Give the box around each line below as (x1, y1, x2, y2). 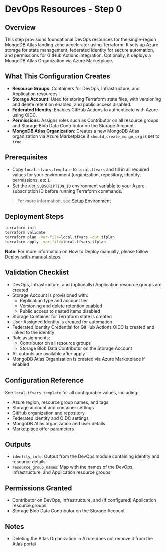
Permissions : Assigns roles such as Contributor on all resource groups (12, 117, 159, 123)
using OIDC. (12, 112, 37, 118)
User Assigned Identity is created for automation (12, 319, 112, 325)
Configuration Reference (5, 376, 84, 385)
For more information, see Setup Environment (17, 198, 111, 204)
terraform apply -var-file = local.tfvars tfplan (5, 239, 106, 245)
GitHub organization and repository (12, 410, 85, 416)
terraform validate (5, 230, 46, 235)
